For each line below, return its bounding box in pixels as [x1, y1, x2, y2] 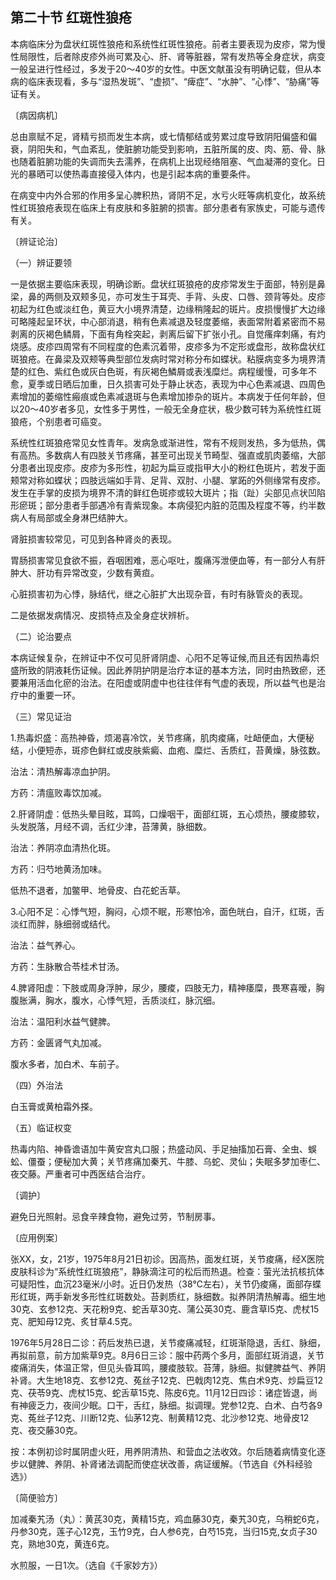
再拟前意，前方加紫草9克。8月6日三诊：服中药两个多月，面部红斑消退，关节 [10, 1349, 325, 1361]
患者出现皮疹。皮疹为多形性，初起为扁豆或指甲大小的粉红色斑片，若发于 [18, 461, 317, 473]
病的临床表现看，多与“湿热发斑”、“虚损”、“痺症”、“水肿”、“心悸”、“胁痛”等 [10, 75, 320, 87]
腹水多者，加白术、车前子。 [10, 1058, 125, 1070]
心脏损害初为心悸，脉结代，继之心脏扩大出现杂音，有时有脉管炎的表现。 [10, 588, 308, 600]
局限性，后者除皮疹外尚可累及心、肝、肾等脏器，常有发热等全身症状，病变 [18, 50, 326, 62]
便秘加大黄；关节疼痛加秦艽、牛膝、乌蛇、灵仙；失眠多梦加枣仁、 [53, 1155, 326, 1167]
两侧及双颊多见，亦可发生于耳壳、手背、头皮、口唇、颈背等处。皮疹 [44, 290, 326, 302]
